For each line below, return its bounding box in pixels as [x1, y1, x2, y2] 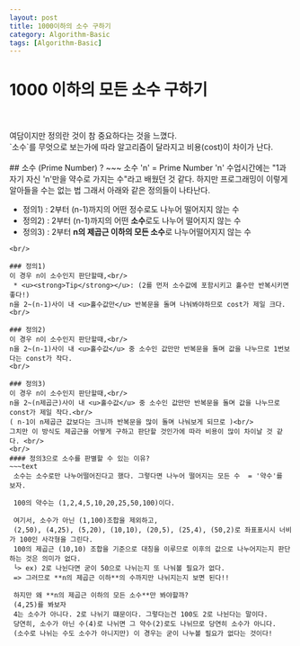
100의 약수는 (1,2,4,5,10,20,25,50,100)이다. [13, 498, 175, 508]
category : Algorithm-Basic [9, 30, 110, 39]
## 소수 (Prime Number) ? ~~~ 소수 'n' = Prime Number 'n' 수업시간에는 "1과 [9, 163, 287, 174]
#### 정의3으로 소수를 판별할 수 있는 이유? [9, 454, 150, 463]
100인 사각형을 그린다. [19, 535, 93, 544]
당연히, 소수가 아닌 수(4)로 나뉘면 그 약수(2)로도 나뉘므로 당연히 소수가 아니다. [13, 620, 277, 629]
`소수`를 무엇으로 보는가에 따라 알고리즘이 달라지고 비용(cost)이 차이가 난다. [9, 141, 274, 153]
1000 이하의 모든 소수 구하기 [9, 80, 208, 100]
